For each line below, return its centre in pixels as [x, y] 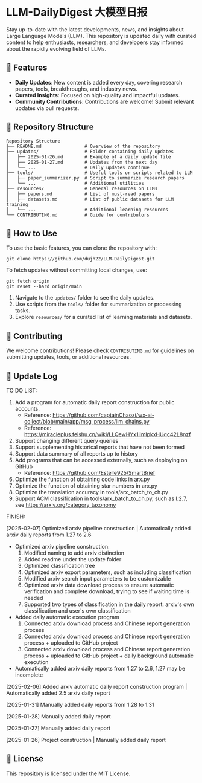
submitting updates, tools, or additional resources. [69, 357]
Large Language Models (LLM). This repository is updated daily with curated [101, 36]
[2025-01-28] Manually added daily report [59, 716]
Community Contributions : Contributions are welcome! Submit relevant [104, 101]
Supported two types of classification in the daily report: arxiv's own [109, 604]
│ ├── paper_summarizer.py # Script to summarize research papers [96, 178]
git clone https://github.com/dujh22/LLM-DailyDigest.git [80, 259]
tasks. [22, 311]
